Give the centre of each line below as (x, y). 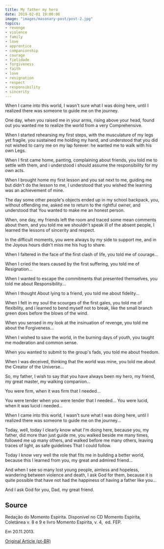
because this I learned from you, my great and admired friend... (69, 460)
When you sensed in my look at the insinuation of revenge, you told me (77, 323)
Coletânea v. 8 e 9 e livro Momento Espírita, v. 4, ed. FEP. (63, 522)
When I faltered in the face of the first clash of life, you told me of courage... (82, 254)
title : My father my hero (31, 10)
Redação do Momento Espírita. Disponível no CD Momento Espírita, (73, 517)
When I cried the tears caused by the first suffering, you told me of (72, 264)
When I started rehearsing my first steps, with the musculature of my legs (79, 135)
